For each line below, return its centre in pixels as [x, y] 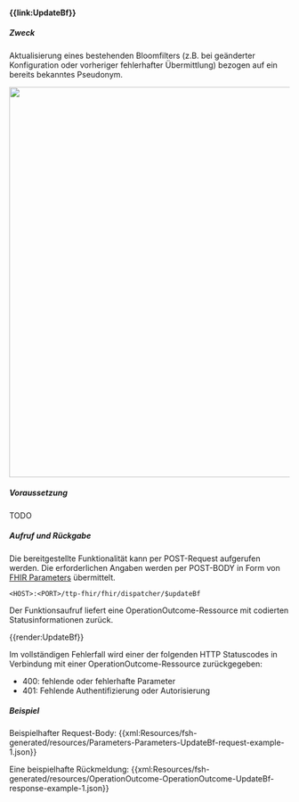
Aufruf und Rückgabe [50, 536]
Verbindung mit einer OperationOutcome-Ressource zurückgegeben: [136, 664]
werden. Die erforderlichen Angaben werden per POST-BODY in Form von [145, 567]
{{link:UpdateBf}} [43, 12]
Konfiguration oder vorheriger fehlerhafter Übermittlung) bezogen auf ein [144, 65]
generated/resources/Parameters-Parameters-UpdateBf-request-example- [147, 743]
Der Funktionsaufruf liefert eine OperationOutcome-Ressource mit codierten [149, 610]
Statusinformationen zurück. [61, 619]
